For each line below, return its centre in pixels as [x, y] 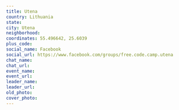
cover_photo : [22, 98]
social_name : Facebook [34, 49]
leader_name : [22, 82]
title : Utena [22, 11]
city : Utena [20, 28]
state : [14, 22]
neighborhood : [23, 33]
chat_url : [18, 65]
